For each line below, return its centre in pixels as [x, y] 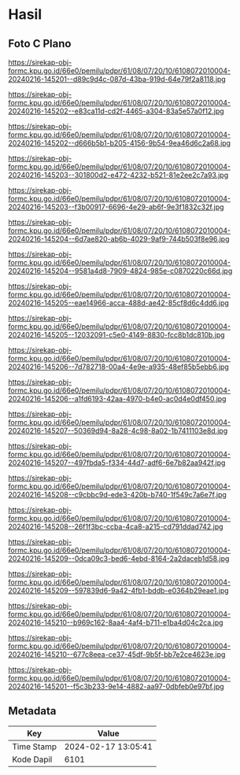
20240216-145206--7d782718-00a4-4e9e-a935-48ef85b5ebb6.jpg [119, 367]
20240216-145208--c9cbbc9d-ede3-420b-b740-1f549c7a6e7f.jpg [117, 495]
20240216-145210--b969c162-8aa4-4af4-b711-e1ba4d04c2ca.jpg [116, 622]
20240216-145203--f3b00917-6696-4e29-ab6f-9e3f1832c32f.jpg [116, 207]
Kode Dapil [32, 759]
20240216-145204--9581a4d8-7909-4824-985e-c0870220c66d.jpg [120, 271]
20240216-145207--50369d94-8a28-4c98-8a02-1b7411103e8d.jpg [118, 431]
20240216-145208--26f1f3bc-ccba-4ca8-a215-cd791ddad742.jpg [116, 526]
